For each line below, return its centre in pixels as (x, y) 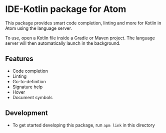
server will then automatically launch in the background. (63, 43)
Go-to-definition (29, 81)
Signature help (27, 87)
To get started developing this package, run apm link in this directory (83, 125)
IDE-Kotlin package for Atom (66, 9)
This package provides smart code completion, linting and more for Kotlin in (83, 23)
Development (27, 113)
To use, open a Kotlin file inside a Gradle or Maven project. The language (80, 38)
